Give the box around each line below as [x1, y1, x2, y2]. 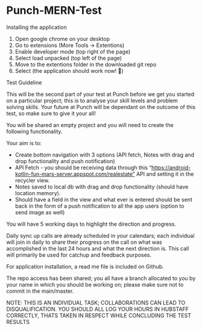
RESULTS [6, 318, 30, 325]
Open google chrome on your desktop [14, 35, 110, 42]
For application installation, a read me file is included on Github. [6, 263, 164, 270]
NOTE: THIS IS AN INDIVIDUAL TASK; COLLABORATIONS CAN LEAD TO [6, 299, 186, 306]
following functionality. [6, 128, 63, 135]
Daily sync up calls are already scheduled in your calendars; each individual [6, 232, 195, 239]
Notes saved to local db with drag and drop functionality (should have [14, 183, 189, 190]
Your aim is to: [6, 139, 42, 146]
